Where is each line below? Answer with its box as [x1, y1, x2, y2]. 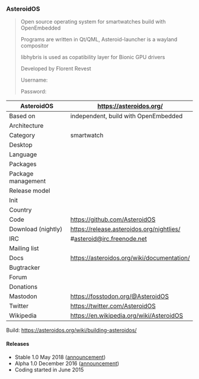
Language [9, 150, 37, 158]
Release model [9, 187, 50, 195]
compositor [20, 42, 49, 49]
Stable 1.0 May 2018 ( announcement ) [14, 354, 106, 361]
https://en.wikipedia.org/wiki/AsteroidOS [70, 312, 184, 320]
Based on [9, 112, 36, 120]
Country [9, 206, 32, 214]
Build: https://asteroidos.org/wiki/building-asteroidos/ [6, 327, 137, 334]
